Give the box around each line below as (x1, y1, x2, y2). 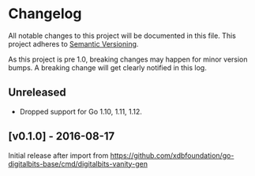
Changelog (8, 5, 82, 23)
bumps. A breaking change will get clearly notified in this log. (8, 62, 207, 72)
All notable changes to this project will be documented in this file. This (8, 31, 237, 40)
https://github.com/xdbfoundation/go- (110, 151, 234, 160)
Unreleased (8, 86, 67, 99)
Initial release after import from (8, 151, 109, 160)
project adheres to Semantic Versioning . (8, 39, 139, 48)
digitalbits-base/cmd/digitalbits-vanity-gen (8, 159, 148, 168)
